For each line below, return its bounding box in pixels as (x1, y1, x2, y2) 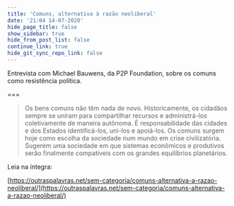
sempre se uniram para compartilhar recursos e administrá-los (24, 111, 207, 120)
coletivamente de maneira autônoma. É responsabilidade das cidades (24, 119, 228, 127)
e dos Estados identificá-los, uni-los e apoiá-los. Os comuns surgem (24, 126, 225, 135)
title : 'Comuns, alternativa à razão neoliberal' (7, 10, 157, 18)
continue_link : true (7, 43, 69, 50)
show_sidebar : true (7, 30, 65, 37)
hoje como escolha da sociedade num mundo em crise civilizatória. (24, 133, 221, 142)
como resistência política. (7, 76, 83, 85)
